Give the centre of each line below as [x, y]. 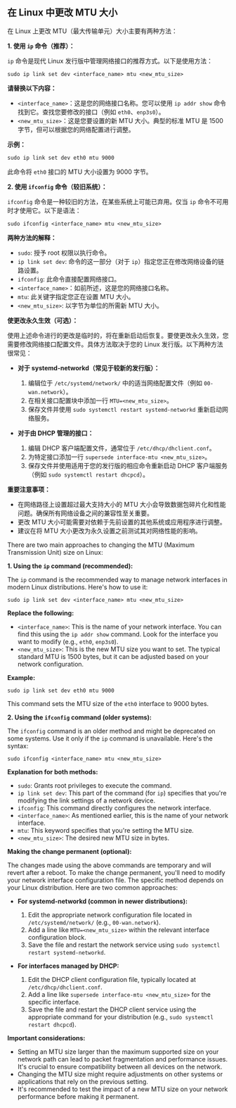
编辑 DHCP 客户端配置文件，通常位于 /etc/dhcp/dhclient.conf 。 [122, 448]
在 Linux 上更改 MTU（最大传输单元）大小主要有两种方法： [92, 31]
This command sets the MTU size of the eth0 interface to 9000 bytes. [108, 703]
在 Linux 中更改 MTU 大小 [63, 13]
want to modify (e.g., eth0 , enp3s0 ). [68, 641]
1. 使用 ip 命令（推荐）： [41, 46]
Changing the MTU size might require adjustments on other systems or [120, 1074]
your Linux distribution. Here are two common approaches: [92, 887]
